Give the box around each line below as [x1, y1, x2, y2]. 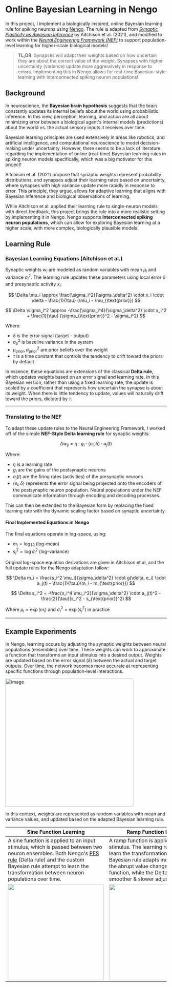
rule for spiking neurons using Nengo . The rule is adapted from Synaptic [5, 26, 158, 32]
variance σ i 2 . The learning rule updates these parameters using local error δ [5, 273, 165, 281]
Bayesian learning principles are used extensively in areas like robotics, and [5, 134, 165, 140]
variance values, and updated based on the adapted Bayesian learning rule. [5, 816, 165, 822]
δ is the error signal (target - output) [12, 333, 89, 339]
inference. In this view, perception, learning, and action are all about [5, 113, 148, 119]
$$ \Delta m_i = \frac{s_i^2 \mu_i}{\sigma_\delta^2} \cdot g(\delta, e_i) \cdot [6, 575, 166, 581]
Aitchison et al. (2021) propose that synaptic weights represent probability [5, 171, 162, 177]
